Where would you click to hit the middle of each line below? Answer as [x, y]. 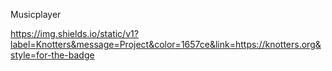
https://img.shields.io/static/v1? [74, 33]
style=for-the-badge [52, 55]
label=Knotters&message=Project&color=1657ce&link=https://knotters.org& [166, 44]
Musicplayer [36, 14]
